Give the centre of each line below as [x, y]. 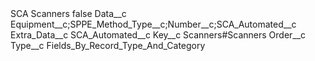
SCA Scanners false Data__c [68, 13]
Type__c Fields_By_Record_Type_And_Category [108, 45]
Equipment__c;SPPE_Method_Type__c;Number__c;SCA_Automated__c [153, 24]
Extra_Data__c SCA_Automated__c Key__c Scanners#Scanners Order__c [158, 35]
